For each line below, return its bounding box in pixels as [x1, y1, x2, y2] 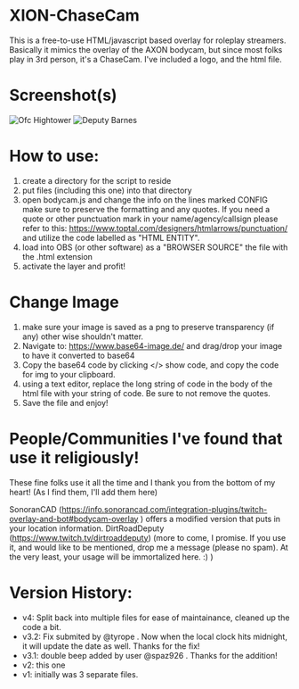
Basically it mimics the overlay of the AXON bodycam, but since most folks [9, 44, 283, 54]
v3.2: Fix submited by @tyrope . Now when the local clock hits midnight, [21, 631, 287, 642]
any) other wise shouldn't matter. [21, 331, 144, 342]
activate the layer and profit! [21, 261, 126, 271]
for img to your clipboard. [21, 369, 116, 379]
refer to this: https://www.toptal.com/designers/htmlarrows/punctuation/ [21, 222, 288, 233]
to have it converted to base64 [21, 350, 135, 361]
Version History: [9, 582, 133, 602]
